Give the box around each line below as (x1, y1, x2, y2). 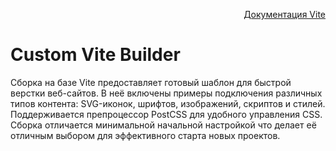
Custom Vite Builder (10, 44, 181, 66)
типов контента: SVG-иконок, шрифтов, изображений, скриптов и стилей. (10, 97, 326, 109)
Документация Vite (243, 9, 326, 20)
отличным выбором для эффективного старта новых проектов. (10, 129, 281, 141)
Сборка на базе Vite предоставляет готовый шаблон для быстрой (10, 76, 292, 88)
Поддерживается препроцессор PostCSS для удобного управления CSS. (10, 108, 323, 120)
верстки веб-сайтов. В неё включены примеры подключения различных (10, 87, 323, 99)
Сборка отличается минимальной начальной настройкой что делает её (10, 119, 317, 131)
